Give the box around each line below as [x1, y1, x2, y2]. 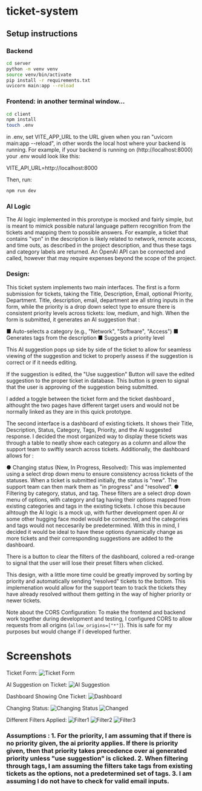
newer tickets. [6, 596, 42, 604]
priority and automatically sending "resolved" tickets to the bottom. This [6, 577, 186, 585]
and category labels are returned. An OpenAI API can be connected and [6, 248, 186, 255]
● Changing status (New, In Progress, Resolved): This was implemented [6, 463, 186, 471]
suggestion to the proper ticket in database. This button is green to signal [6, 377, 189, 384]
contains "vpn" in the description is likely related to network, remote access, [6, 235, 197, 243]
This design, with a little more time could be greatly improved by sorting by [6, 571, 193, 578]
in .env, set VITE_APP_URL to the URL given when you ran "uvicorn [6, 133, 173, 141]
